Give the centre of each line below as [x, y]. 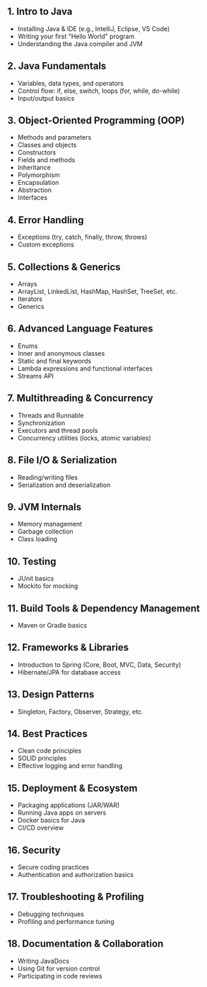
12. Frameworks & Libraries [68, 648]
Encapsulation [38, 183]
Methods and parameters [54, 137]
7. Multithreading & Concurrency [80, 399]
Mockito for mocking [48, 586]
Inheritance [34, 168]
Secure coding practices [53, 867]
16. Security [34, 850]
